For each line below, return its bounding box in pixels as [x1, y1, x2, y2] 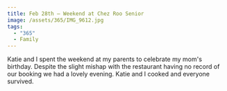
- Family [13, 36, 39, 43]
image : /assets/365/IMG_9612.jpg [7, 17, 104, 24]
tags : [7, 23, 23, 30]
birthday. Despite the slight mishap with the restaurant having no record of [7, 63, 220, 71]
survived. [7, 77, 34, 85]
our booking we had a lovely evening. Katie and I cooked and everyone [7, 70, 210, 78]
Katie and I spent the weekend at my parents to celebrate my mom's [7, 55, 203, 63]
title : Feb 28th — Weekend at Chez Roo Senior [7, 10, 144, 17]
